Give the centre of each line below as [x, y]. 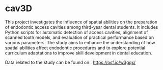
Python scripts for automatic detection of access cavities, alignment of [77, 32]
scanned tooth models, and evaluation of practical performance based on [80, 37]
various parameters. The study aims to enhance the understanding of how [80, 42]
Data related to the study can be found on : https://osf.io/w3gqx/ [70, 62]
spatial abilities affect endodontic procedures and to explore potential [75, 48]
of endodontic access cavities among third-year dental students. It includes [81, 27]
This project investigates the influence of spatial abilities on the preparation [81, 22]
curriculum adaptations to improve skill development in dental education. [79, 53]
